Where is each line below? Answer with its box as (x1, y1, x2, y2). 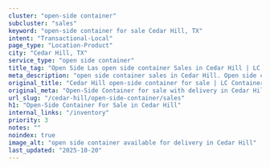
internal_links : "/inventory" (8, 109, 110, 117)
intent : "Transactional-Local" (8, 34, 113, 43)
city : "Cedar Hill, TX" (8, 49, 88, 57)
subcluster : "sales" (8, 19, 78, 27)
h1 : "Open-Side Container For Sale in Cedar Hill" (8, 101, 182, 109)
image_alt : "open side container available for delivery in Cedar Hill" (8, 138, 257, 147)
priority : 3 (8, 116, 48, 124)
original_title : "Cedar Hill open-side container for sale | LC (8, 79, 228, 87)
